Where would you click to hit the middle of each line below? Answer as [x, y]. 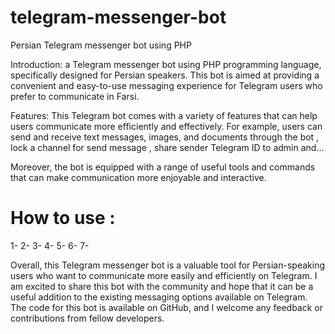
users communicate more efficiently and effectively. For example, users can [166, 126]
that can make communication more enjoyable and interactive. [138, 177]
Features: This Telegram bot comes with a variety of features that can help [164, 115]
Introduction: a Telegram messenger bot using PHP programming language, [166, 64]
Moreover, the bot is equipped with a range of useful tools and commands [163, 167]
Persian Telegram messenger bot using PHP [101, 45]
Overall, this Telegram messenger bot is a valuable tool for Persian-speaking [167, 265]
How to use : [63, 218]
